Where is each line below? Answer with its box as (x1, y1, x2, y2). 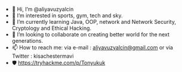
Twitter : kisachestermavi (11, 52, 74, 60)
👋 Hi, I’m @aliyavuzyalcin (11, 6, 74, 12)
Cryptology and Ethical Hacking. (11, 24, 91, 32)
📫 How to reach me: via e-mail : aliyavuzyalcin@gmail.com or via (11, 44, 173, 51)
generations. (11, 37, 44, 44)
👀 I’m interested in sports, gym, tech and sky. (11, 12, 123, 19)
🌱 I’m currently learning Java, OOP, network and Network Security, (11, 18, 176, 25)
